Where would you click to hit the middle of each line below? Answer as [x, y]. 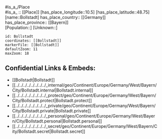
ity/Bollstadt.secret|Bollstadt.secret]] [49, 131]
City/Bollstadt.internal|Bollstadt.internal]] [52, 90]
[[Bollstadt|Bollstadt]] [33, 80]
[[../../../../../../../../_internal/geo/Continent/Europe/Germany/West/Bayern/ [84, 85]
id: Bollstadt [19, 36]
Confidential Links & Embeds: [50, 68]
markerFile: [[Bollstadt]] [32, 45]
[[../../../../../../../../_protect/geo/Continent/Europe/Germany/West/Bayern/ [84, 95]
